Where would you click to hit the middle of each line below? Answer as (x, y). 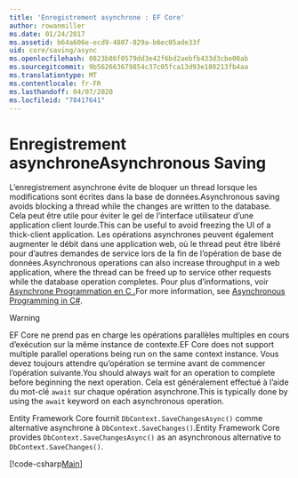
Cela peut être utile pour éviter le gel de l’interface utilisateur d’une (131, 216)
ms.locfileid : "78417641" (57, 100)
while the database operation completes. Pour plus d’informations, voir (139, 282)
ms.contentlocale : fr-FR (55, 84)
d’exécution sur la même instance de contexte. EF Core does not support (141, 345)
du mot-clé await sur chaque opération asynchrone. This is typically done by (149, 392)
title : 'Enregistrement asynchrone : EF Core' (97, 17)
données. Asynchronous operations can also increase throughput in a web (145, 263)
